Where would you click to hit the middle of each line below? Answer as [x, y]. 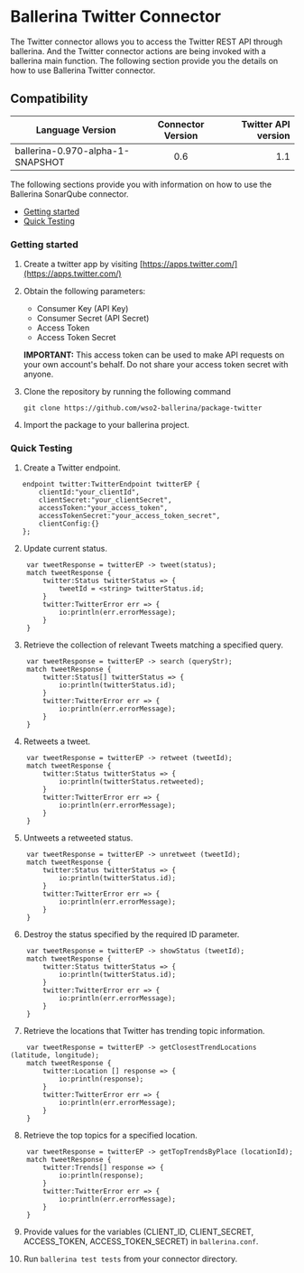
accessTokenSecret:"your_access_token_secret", [129, 516]
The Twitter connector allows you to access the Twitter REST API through [147, 42]
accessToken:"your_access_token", [103, 508]
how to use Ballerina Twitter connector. [83, 70]
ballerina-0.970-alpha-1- [72, 151]
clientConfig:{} [69, 524]
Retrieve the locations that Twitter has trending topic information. [144, 1031]
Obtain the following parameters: [84, 292]
